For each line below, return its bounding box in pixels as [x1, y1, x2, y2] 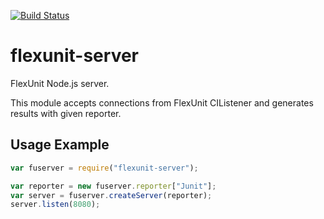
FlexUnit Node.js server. [10, 77, 110, 89]
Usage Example [10, 136, 110, 154]
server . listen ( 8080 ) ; [10, 200, 101, 210]
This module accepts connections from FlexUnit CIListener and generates [10, 96, 314, 109]
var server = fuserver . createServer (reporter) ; [10, 190, 213, 200]
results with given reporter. [10, 107, 122, 119]
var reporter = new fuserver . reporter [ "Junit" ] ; [10, 181, 217, 191]
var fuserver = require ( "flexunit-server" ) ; [10, 163, 199, 173]
